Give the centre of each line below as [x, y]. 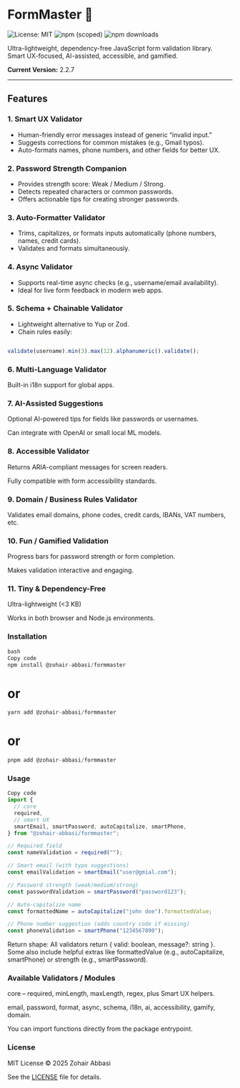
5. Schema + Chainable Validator [65, 309]
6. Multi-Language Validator [57, 369]
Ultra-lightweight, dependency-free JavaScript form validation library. [110, 48]
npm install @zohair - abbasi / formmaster [67, 665]
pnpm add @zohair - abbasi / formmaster [62, 760]
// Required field [35, 846]
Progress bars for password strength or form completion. [91, 557]
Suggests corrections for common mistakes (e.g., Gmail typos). [111, 142]
